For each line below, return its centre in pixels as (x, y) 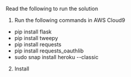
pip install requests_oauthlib (49, 51)
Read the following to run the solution (52, 9)
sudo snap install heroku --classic (56, 57)
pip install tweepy (36, 38)
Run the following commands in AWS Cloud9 (70, 20)
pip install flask (33, 32)
